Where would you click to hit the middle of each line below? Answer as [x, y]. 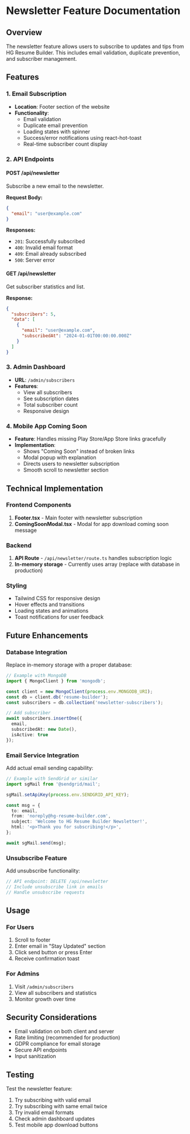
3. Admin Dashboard [36, 367]
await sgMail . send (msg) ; [36, 843]
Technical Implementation [55, 488]
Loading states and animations [51, 611]
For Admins [23, 974]
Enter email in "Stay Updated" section [60, 946]
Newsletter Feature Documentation [93, 11]
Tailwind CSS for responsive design [57, 599]
